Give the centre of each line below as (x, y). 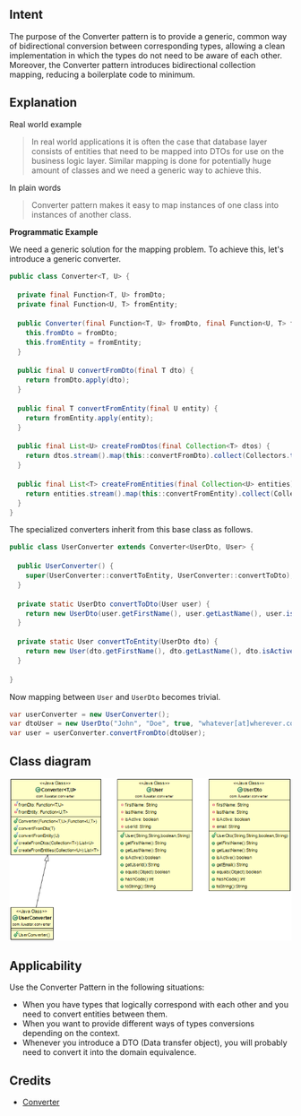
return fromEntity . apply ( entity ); (90, 418)
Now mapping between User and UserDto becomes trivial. (115, 696)
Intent (26, 15)
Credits (30, 1081)
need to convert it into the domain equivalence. (109, 1052)
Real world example (46, 124)
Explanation (43, 103)
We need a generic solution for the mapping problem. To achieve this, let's (146, 249)
